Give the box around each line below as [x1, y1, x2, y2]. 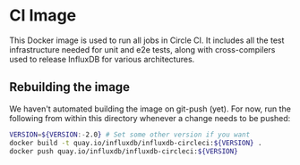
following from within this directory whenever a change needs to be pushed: [9, 112, 291, 123]
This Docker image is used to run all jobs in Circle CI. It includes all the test [9, 35, 285, 45]
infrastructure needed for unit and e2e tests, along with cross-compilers [9, 44, 276, 54]
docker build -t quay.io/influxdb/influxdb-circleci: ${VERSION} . [9, 138, 262, 147]
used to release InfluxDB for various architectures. [9, 54, 195, 64]
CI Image [9, 5, 77, 26]
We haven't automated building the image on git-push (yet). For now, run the [9, 103, 291, 114]
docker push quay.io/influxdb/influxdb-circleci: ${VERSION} [9, 146, 239, 156]
